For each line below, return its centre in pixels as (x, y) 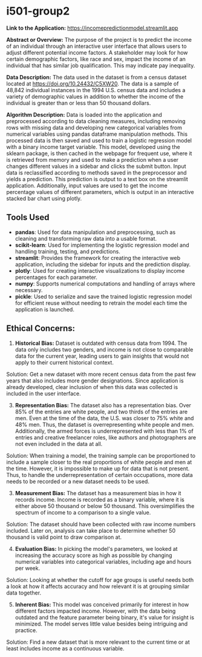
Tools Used (28, 217)
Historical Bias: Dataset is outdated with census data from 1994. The (101, 343)
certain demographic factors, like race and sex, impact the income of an (96, 59)
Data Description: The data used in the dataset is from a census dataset (96, 77)
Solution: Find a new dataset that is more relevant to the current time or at (98, 642)
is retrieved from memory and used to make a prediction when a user (93, 159)
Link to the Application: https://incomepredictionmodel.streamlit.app (92, 28)
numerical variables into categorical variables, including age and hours (103, 561)
